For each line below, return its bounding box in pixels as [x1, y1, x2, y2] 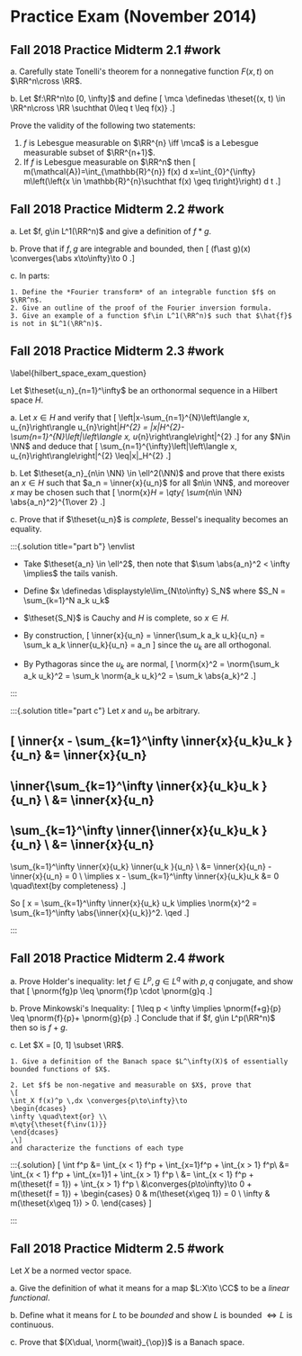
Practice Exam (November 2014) [10, 6, 257, 27]
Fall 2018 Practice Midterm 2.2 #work [10, 202, 225, 217]
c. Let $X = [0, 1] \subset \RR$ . [10, 1040, 124, 1051]
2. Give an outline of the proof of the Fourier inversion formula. [10, 303, 272, 312]
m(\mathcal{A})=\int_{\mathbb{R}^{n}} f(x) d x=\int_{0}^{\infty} [22, 167, 256, 176]
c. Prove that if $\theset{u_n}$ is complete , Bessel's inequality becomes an [10, 513, 289, 524]
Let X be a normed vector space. [10, 1265, 132, 1276]
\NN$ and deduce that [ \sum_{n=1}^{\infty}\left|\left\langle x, [10, 440, 237, 451]
